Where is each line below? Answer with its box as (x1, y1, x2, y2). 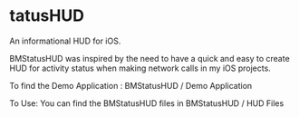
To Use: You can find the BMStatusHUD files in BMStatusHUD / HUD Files (9, 97, 285, 109)
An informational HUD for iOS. (9, 35, 121, 46)
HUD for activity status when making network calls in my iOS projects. (9, 63, 272, 73)
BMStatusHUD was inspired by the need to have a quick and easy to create (9, 53, 290, 63)
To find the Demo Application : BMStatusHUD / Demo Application (9, 80, 253, 91)
